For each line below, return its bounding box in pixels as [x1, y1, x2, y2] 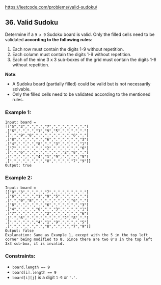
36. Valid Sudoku [5, 18, 58, 27]
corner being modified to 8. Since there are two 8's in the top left [5, 237, 153, 242]
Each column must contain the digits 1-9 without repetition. [12, 51, 132, 57]
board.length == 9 [12, 265, 50, 270]
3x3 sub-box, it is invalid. [5, 241, 65, 246]
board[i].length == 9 [12, 270, 56, 275]
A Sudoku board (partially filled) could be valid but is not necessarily [12, 81, 151, 86]
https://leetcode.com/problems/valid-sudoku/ [5, 4, 97, 10]
